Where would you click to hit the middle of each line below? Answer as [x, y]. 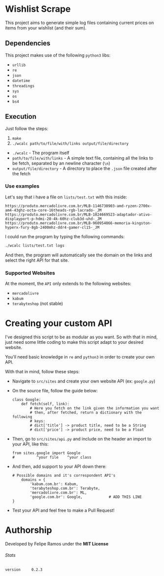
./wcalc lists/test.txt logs [35, 246]
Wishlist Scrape [38, 9]
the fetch [21, 173]
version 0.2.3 [24, 570]
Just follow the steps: [27, 128]
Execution [21, 117]
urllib [19, 65]
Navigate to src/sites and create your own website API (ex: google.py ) [84, 381]
